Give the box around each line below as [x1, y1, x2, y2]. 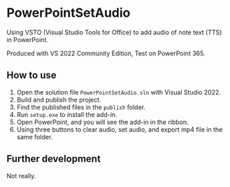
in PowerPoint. [6, 35, 48, 43]
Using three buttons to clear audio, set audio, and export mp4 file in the [16, 125, 223, 134]
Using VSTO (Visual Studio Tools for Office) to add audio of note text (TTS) [6, 28, 222, 36]
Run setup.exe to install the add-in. [16, 110, 117, 118]
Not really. [6, 172, 36, 180]
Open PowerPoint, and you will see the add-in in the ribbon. [16, 118, 189, 126]
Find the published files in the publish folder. [16, 103, 146, 111]
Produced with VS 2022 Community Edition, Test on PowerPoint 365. [6, 49, 206, 57]
